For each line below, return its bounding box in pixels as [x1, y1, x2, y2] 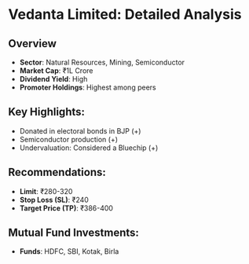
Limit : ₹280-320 [19, 186, 73, 196]
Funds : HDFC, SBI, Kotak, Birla [19, 247, 119, 256]
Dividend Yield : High [19, 75, 88, 83]
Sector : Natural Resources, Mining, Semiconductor [19, 57, 185, 67]
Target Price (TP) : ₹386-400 [19, 203, 114, 213]
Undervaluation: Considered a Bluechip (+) [19, 143, 159, 152]
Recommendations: [8, 166, 106, 179]
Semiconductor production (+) [19, 134, 119, 144]
